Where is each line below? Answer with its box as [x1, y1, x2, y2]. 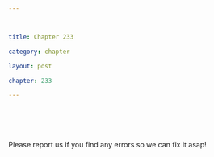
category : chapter [8, 48, 70, 56]
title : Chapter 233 [8, 33, 74, 41]
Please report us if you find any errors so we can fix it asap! [8, 140, 208, 150]
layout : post [8, 62, 52, 70]
